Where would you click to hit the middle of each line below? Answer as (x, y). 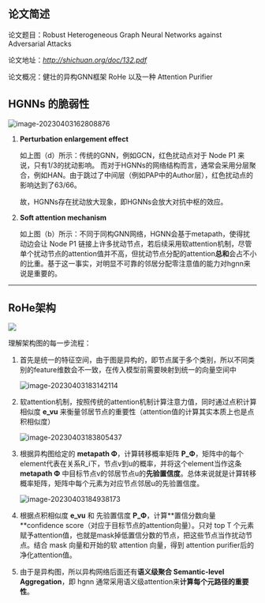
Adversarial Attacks (40, 43)
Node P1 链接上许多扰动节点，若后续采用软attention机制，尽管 (151, 243)
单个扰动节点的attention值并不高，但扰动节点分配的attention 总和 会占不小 (138, 253)
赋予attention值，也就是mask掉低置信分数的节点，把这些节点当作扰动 (132, 535)
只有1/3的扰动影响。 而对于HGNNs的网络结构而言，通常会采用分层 (142, 165)
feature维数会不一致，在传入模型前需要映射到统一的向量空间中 (135, 370)
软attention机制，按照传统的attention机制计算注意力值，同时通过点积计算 (138, 402)
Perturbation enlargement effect (74, 139)
